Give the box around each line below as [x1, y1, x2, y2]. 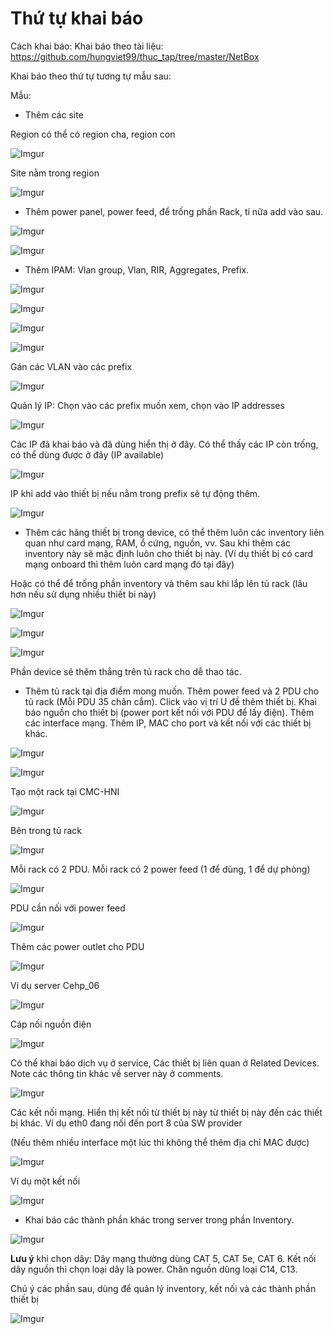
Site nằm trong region [10, 167, 100, 179]
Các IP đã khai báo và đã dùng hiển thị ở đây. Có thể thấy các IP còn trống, [10, 438, 319, 450]
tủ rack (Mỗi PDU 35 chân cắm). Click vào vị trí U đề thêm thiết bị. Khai [24, 695, 317, 707]
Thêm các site [24, 108, 84, 121]
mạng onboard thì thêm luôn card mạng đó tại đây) [24, 558, 235, 570]
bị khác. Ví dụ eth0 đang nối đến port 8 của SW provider [10, 1117, 243, 1129]
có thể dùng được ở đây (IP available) [10, 448, 165, 461]
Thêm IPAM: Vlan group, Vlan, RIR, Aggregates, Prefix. [24, 263, 250, 276]
